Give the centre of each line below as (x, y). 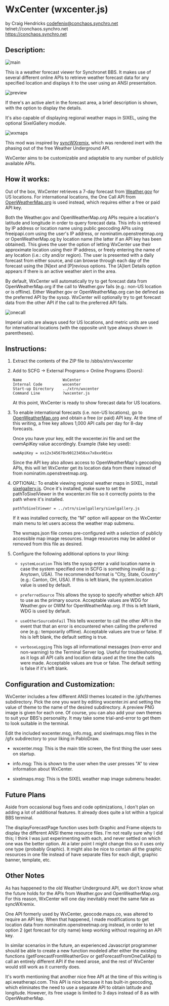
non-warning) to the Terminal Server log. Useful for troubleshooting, (91, 652)
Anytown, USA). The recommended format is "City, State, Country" (90, 574)
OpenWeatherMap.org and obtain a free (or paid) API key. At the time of (87, 418)
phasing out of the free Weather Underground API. (58, 148)
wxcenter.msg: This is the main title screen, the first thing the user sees (87, 749)
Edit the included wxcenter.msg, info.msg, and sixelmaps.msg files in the (81, 733)
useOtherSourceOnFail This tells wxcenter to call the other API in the (91, 621)
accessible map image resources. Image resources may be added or (84, 538)
